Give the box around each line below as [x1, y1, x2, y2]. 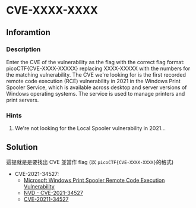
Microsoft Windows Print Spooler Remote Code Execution [23, 177, 165, 184]
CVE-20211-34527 [23, 196, 69, 203]
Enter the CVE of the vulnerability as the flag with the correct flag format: [6, 58, 185, 65]
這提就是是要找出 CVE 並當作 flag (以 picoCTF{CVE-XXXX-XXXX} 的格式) [6, 158, 174, 165]
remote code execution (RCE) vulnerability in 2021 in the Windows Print [6, 77, 181, 84]
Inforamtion [6, 27, 50, 37]
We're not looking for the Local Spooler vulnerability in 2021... [14, 125, 166, 132]
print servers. [6, 96, 39, 103]
